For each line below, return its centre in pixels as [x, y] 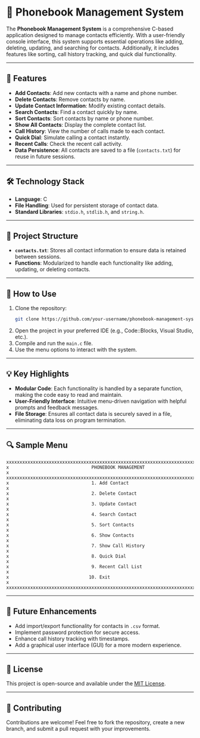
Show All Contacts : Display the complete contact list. [80, 124]
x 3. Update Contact [71, 504]
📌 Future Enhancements [51, 612]
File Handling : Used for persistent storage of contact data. [87, 205]
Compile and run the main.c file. [54, 344]
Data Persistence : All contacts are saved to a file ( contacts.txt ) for [98, 150]
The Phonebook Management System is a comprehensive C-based [90, 29]
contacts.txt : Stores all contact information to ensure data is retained [100, 250]
